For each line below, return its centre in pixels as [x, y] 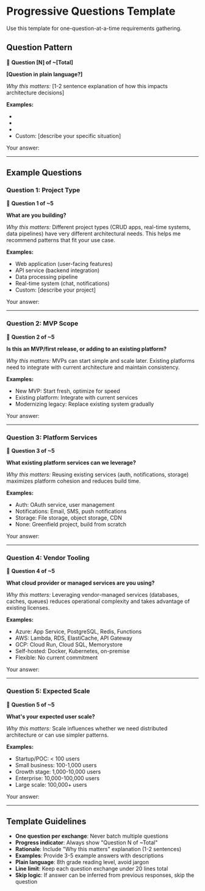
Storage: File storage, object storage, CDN [68, 518]
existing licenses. [28, 608]
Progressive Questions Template [91, 11]
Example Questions [44, 173]
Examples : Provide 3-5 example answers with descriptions [89, 855]
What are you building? [36, 215]
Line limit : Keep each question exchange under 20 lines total [92, 869]
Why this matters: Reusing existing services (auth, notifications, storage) [98, 475]
